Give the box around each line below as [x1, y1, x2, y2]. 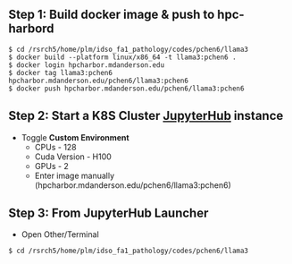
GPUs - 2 [34, 160, 69, 171]
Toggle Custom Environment [21, 132, 130, 142]
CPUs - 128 [34, 141, 77, 152]
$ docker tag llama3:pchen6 [8, 68, 113, 77]
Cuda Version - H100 [34, 151, 113, 162]
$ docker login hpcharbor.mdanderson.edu [8, 60, 165, 70]
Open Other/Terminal [21, 229, 99, 240]
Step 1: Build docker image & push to [8, 7, 215, 22]
